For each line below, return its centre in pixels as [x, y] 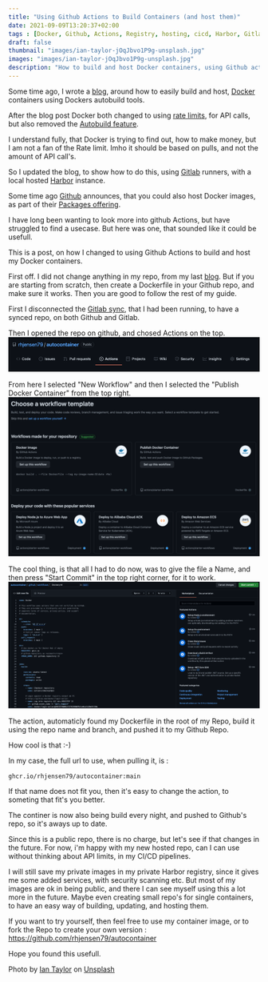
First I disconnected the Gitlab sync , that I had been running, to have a [124, 309]
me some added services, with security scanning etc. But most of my [122, 880]
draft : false [30, 42]
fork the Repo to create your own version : [78, 929]
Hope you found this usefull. [55, 953]
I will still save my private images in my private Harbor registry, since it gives [134, 872]
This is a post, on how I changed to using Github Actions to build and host [130, 252]
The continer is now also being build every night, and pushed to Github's [128, 815]
